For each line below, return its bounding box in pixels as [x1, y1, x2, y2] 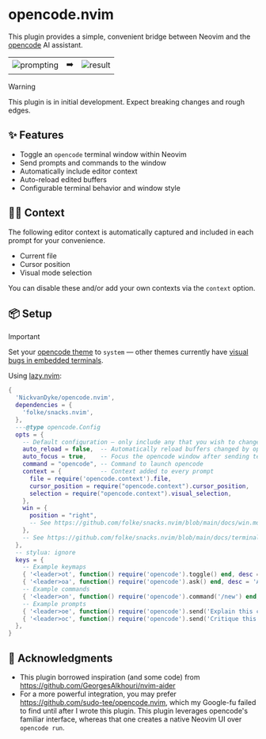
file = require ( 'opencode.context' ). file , [28, 474, 172, 482]
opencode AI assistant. [8, 40, 83, 49]
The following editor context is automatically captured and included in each [8, 227, 254, 237]
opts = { [15, 430, 44, 439]
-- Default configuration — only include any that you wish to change [22, 438, 260, 446]
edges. [8, 105, 31, 115]
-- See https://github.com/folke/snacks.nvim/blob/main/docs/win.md [28, 519, 260, 528]
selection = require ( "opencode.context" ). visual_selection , [28, 489, 232, 497]
